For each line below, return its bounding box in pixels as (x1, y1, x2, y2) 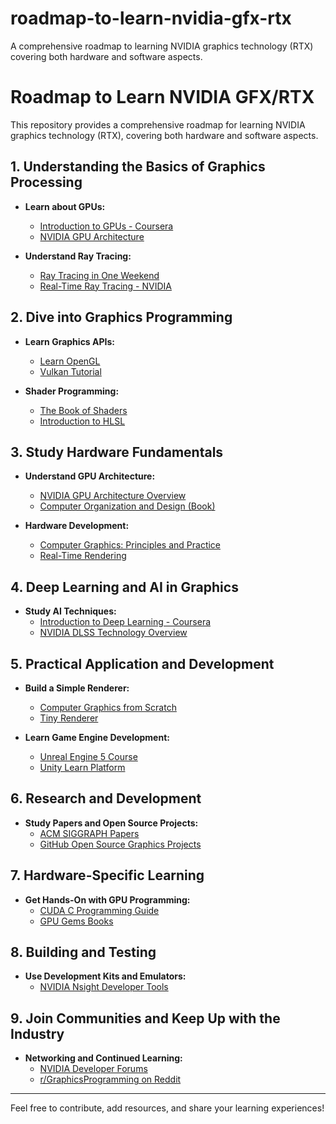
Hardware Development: (24, 520, 130, 532)
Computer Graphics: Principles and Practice (39, 539, 222, 551)
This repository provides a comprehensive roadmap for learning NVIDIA (10, 118, 306, 131)
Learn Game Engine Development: (24, 731, 170, 743)
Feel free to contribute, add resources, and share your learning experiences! (10, 1102, 325, 1114)
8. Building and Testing (10, 943, 157, 961)
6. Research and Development (10, 790, 202, 807)
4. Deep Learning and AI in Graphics (10, 578, 239, 596)
